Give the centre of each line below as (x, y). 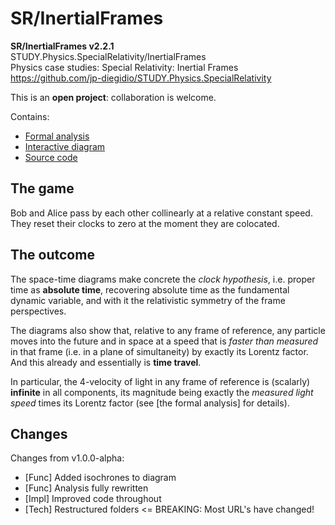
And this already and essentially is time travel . (106, 362)
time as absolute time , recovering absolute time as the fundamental (150, 289)
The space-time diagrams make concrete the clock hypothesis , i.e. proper (163, 279)
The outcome (52, 255)
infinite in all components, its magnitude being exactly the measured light (162, 392)
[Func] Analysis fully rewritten (86, 488)
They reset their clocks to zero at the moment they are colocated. (145, 223)
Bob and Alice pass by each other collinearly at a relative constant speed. (161, 213)
